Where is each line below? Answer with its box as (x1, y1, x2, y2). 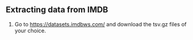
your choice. (14, 27, 46, 34)
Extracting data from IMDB (5, 5, 108, 15)
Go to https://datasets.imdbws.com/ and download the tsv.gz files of (14, 20, 187, 27)
